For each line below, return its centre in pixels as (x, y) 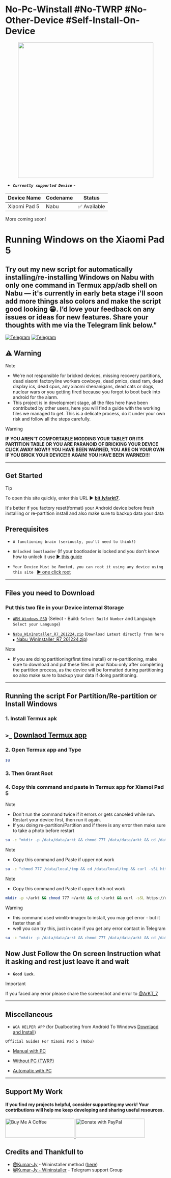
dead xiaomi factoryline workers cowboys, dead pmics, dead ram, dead (88, 381)
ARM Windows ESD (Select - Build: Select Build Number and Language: (84, 619)
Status (92, 197)
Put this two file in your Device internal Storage (65, 607)
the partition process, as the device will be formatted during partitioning (88, 670)
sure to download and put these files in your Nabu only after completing (88, 665)
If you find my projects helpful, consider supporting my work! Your (77, 1105)
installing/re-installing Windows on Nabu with (80, 277)
